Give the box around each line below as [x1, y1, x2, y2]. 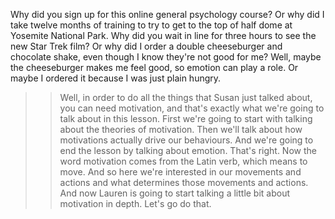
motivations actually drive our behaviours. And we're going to [59, 134, 314, 146]
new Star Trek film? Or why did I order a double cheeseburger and [10, 40, 283, 52]
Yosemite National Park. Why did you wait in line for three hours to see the [10, 30, 317, 41]
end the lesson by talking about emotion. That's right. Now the [59, 145, 317, 156]
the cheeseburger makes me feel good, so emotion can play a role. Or [10, 62, 299, 73]
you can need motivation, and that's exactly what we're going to [59, 102, 325, 114]
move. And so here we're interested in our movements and [59, 166, 302, 178]
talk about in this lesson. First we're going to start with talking [59, 113, 313, 124]
